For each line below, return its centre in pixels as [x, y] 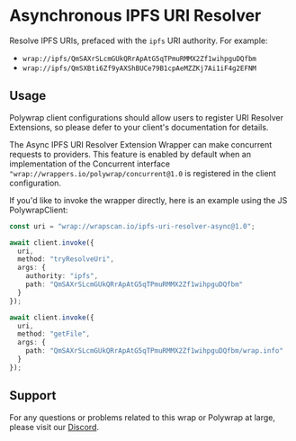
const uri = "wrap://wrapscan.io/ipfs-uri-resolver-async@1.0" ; [132, 226]
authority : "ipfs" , [62, 276]
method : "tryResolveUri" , [66, 259]
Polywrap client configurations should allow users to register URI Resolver [146, 117]
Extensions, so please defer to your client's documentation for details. [139, 127]
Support [33, 396]
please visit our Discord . [54, 427]
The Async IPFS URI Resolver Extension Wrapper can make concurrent [141, 144]
